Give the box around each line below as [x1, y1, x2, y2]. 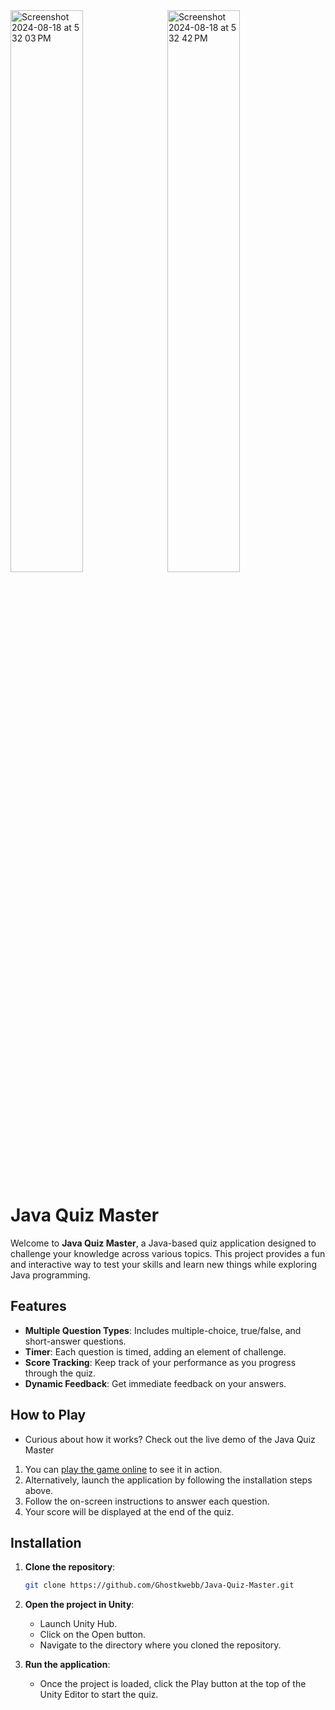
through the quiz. [24, 1367, 97, 1379]
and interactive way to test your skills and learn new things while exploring [10, 1258, 317, 1270]
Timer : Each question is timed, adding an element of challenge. [24, 1345, 287, 1358]
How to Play [10, 1407, 87, 1424]
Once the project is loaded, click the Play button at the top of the [39, 1678, 307, 1690]
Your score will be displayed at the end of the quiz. [24, 1505, 235, 1518]
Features [10, 1298, 67, 1315]
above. [24, 1484, 54, 1496]
